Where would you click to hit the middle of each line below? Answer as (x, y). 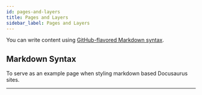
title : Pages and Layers (37, 17)
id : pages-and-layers (33, 12)
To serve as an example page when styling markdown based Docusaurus (97, 73)
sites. (13, 80)
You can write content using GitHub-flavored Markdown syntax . (85, 40)
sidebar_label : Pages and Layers (48, 23)
